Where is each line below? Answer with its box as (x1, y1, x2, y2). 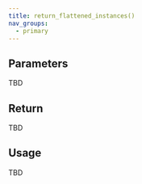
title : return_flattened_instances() (8, 11, 136, 20)
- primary (15, 27, 48, 35)
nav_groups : (8, 19, 48, 27)
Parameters (8, 56, 69, 70)
